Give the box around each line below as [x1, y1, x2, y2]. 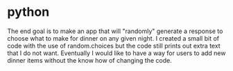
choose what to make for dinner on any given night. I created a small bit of [7, 34, 220, 42]
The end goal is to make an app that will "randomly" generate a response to [7, 27, 223, 35]
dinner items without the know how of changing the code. [7, 56, 172, 64]
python [7, 4, 50, 20]
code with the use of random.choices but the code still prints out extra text [7, 41, 221, 50]
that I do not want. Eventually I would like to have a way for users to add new [7, 49, 226, 57]
